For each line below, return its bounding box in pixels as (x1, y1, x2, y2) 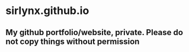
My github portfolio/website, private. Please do (5, 27, 183, 37)
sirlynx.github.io (5, 4, 89, 18)
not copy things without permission (5, 36, 140, 46)
